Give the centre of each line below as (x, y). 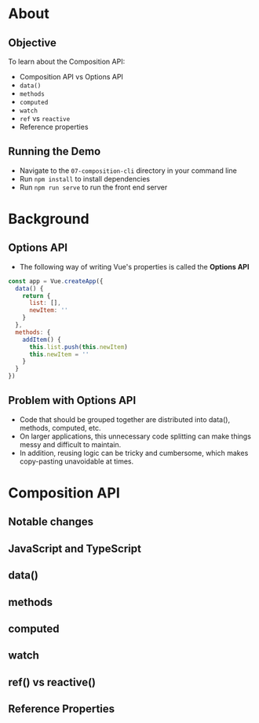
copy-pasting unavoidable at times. (77, 461)
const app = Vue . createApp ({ (56, 281)
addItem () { (42, 339)
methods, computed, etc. (60, 428)
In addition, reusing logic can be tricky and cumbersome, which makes (134, 453)
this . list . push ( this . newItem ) (78, 347)
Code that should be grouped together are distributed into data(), (124, 419)
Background (49, 219)
